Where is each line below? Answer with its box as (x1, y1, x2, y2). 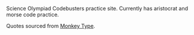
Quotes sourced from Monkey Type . (6, 23, 96, 29)
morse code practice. (6, 11, 59, 18)
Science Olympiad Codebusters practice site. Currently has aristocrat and (6, 5, 189, 12)
